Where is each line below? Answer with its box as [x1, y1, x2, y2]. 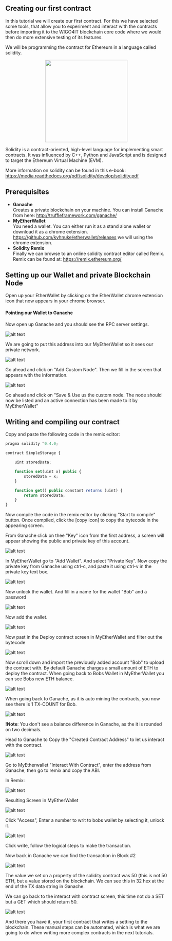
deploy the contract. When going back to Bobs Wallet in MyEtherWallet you [5, 671, 164, 677]
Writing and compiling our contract [5, 418, 120, 426]
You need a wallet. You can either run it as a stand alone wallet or [12, 223, 151, 229]
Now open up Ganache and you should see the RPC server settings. [5, 321, 149, 327]
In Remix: [5, 777, 25, 784]
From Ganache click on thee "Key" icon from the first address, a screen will [5, 532, 164, 539]
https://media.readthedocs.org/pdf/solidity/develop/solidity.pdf [5, 172, 139, 179]
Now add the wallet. [5, 614, 48, 620]
